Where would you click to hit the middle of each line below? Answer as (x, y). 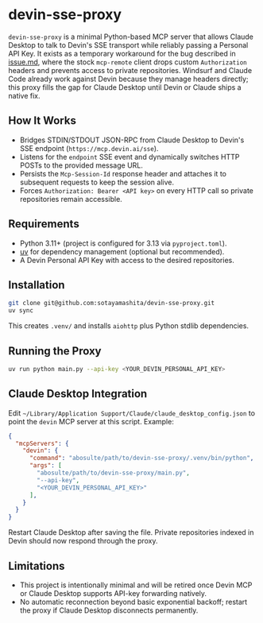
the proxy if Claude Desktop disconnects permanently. (109, 610)
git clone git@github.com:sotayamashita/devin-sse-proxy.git (112, 304)
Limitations (37, 566)
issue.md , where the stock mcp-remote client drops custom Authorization (128, 62)
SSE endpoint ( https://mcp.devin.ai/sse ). (89, 148)
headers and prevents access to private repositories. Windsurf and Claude (130, 70)
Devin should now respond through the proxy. (83, 541)
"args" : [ (45, 466)
